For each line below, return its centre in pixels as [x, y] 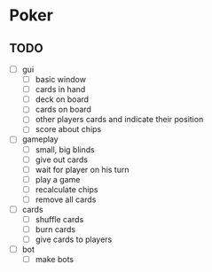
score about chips [68, 129]
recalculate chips [67, 189]
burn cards [55, 229]
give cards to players [74, 239]
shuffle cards [59, 219]
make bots [54, 260]
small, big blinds [65, 149]
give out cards [62, 159]
